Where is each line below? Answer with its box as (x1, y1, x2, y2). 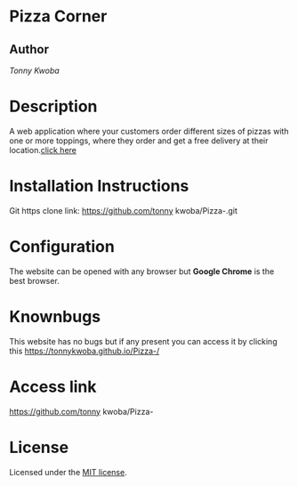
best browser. (9, 275, 60, 286)
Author (9, 42, 49, 57)
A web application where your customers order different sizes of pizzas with (9, 126, 289, 136)
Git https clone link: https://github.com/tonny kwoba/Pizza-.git (9, 205, 238, 215)
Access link (9, 377, 97, 397)
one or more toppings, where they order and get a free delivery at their (9, 135, 269, 146)
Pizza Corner (9, 6, 108, 27)
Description (9, 96, 98, 117)
